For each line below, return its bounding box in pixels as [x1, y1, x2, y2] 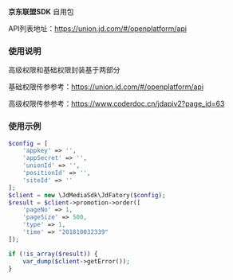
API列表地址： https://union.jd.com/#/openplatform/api [8, 24, 188, 33]
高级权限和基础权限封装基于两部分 [8, 65, 120, 75]
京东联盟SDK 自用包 [8, 7, 74, 16]
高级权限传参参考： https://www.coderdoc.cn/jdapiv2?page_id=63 [8, 99, 225, 109]
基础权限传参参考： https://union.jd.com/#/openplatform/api [8, 82, 204, 91]
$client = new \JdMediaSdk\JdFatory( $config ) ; [8, 191, 166, 199]
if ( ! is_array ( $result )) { [8, 250, 98, 258]
